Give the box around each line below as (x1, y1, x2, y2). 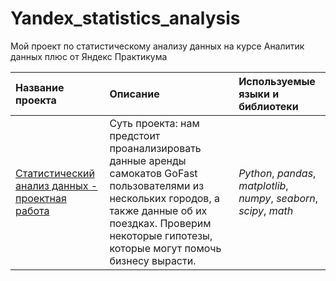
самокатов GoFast (109, 166, 198, 180)
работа (15, 203, 50, 217)
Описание (109, 87, 160, 101)
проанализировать (109, 141, 202, 155)
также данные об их (109, 203, 208, 217)
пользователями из (109, 178, 205, 192)
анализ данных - (15, 178, 98, 192)
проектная (15, 191, 67, 205)
